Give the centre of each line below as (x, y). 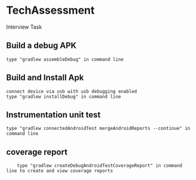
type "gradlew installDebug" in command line (63, 97)
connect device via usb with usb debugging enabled (71, 91)
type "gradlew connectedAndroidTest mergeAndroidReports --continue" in (98, 129)
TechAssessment (51, 10)
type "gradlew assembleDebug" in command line (65, 59)
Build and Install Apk (45, 78)
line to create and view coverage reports (60, 171)
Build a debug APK (41, 46)
